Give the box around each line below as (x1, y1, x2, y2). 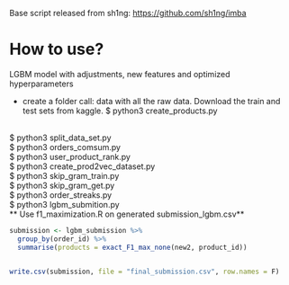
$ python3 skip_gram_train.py (9, 170, 120, 181)
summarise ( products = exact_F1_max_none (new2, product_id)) (17, 243, 248, 252)
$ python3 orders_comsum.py (9, 141, 122, 152)
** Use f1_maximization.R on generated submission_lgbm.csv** (9, 209, 245, 219)
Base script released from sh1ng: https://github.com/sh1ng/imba (9, 8, 247, 18)
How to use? (9, 40, 104, 59)
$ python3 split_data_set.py (9, 132, 112, 143)
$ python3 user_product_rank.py (9, 151, 131, 162)
